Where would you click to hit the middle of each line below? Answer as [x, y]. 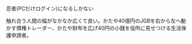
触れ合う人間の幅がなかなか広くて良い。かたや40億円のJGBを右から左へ [94, 21]
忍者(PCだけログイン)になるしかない [50, 8]
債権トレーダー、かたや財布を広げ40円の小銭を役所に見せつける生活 [99, 28]
